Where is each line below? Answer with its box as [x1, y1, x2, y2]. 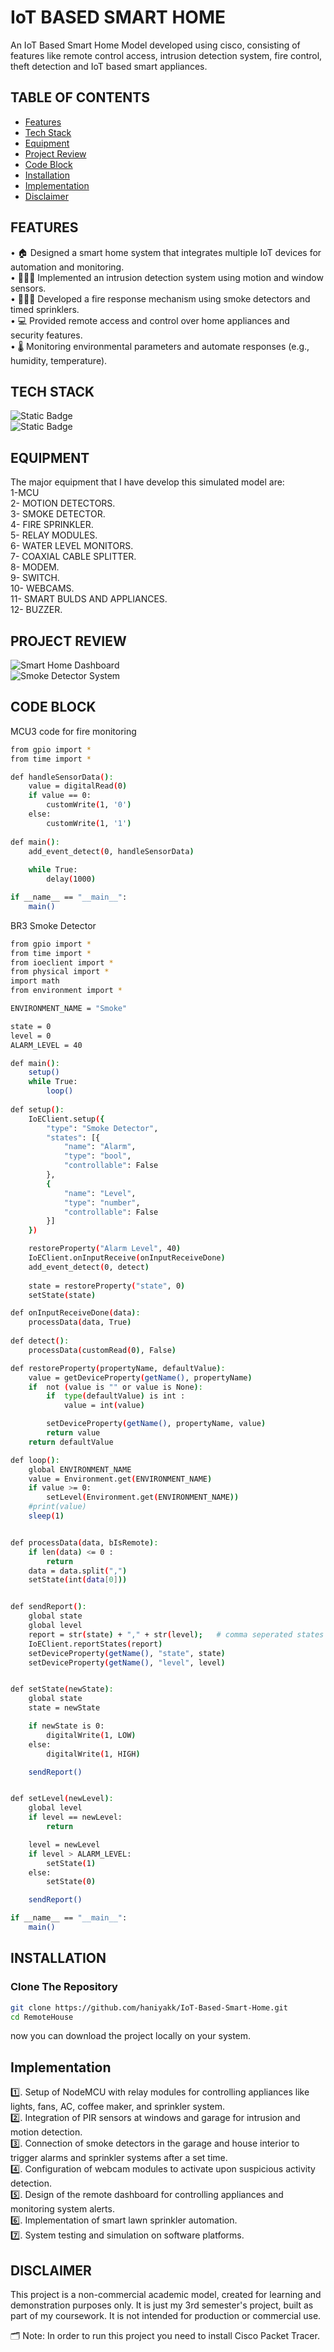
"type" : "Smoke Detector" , [46, 1123, 159, 1133]
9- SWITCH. [10, 572, 60, 584]
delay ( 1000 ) [46, 874, 97, 885]
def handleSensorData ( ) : [10, 772, 114, 782]
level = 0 [10, 1031, 52, 1041]
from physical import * [10, 967, 110, 977]
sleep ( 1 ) [28, 1511, 65, 1521]
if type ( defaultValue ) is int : [46, 1391, 186, 1401]
